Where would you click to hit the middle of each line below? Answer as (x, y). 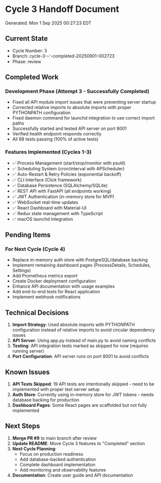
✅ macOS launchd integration (43, 219)
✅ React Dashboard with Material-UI (49, 208)
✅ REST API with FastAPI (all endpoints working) (62, 191)
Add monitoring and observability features (63, 470)
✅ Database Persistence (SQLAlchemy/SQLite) (60, 185)
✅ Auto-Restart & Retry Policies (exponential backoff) (67, 174)
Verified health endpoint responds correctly (57, 134)
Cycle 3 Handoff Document (62, 9)
